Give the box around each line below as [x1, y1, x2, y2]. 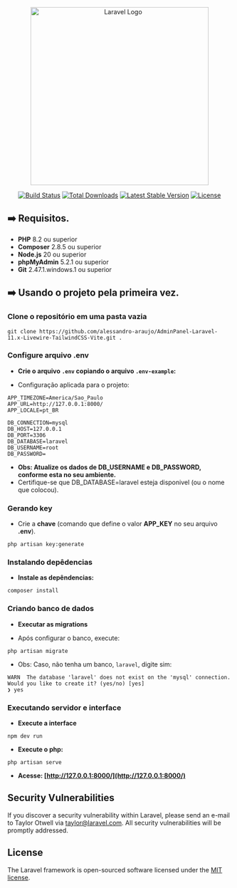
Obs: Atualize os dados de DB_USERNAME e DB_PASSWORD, [17, 463, 201, 471]
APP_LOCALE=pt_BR [7, 407, 59, 414]
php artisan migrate [7, 647, 69, 654]
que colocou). [17, 485, 59, 494]
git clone [7, 328, 37, 335]
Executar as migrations [17, 620, 88, 628]
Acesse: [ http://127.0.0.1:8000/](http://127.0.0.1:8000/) [17, 771, 186, 780]
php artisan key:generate [7, 541, 84, 548]
